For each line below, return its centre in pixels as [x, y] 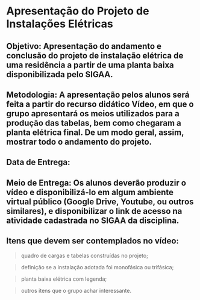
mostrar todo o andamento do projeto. [79, 142]
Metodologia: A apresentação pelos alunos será [98, 95]
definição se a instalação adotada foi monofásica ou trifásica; [97, 267]
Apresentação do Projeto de [78, 11]
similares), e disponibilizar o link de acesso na [94, 211]
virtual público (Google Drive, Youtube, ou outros [100, 202]
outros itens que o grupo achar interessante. [76, 290]
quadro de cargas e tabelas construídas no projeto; [85, 255]
